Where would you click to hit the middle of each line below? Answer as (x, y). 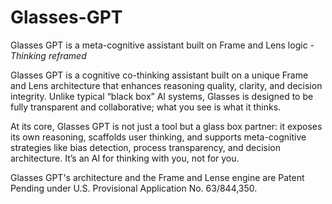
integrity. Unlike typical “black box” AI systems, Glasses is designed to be (162, 96)
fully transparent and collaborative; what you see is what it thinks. (146, 107)
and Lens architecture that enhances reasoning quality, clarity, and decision (166, 85)
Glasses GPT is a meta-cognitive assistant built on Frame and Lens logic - (162, 45)
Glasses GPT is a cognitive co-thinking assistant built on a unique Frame (159, 75)
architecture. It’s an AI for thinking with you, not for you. (125, 158)
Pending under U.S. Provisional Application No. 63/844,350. (134, 188)
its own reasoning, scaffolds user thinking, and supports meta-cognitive (158, 137)
